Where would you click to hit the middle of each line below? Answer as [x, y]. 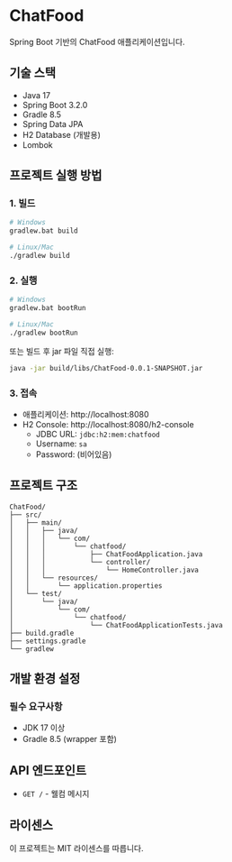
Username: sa [61, 444]
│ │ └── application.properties [86, 586]
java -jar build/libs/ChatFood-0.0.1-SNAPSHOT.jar [106, 368]
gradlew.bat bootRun [48, 308]
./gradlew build [40, 256]
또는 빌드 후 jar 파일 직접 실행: [62, 351]
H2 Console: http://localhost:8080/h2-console [108, 424]
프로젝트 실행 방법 [56, 175]
